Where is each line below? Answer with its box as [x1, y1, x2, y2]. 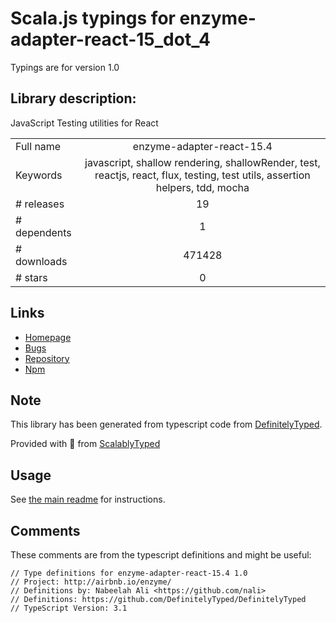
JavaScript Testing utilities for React [10, 117, 159, 129]
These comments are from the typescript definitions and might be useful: [10, 549, 312, 561]
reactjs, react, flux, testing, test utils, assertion [94, 168, 311, 182]
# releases [15, 197, 65, 211]
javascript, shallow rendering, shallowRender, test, [84, 155, 321, 169]
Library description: [10, 90, 137, 107]
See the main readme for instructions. [10, 493, 166, 506]
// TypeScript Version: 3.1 [10, 603, 128, 613]
